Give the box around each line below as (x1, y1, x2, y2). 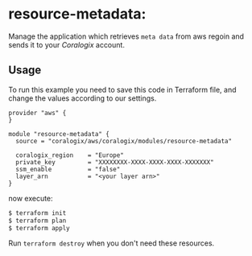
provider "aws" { (8, 109, 67, 117)
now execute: (8, 193, 54, 203)
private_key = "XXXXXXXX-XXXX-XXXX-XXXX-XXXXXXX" (15, 158, 215, 166)
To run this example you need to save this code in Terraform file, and (8, 85, 237, 94)
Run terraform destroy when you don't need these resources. (8, 238, 215, 248)
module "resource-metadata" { (8, 130, 110, 138)
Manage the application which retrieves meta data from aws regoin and (8, 31, 244, 41)
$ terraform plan (8, 217, 67, 225)
